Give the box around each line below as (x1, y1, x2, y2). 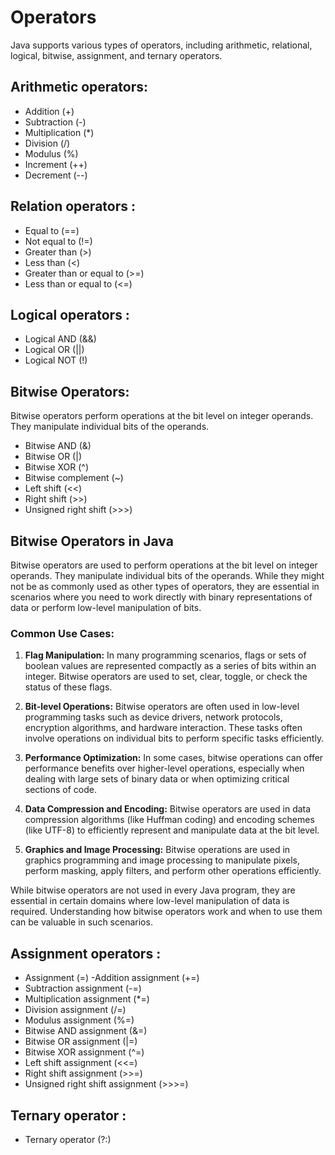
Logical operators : (10, 306, 130, 323)
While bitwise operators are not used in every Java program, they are (10, 884, 296, 896)
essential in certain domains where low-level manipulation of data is (10, 895, 290, 907)
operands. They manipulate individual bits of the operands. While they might (10, 570, 325, 581)
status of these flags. (24, 681, 113, 693)
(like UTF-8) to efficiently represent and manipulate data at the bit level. (24, 824, 320, 836)
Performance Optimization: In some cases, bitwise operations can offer (24, 752, 324, 764)
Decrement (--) (24, 169, 88, 181)
